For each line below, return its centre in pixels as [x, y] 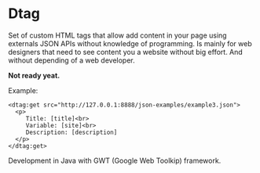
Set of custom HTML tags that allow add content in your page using [117, 35]
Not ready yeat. [34, 75]
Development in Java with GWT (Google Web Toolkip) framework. [115, 160]
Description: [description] [71, 132]
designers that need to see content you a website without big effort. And [126, 52]
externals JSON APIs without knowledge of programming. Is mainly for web [130, 43]
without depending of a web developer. [71, 60]
